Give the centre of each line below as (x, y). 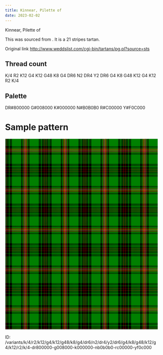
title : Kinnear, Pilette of (33, 10)
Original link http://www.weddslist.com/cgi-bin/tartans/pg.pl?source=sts (77, 49)
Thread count (26, 64)
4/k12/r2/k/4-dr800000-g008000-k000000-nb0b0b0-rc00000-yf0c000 (78, 348)
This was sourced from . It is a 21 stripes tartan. (53, 39)
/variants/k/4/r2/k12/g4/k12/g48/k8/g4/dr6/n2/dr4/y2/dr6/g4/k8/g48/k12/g (81, 342)
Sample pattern (37, 127)
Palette (16, 96)
